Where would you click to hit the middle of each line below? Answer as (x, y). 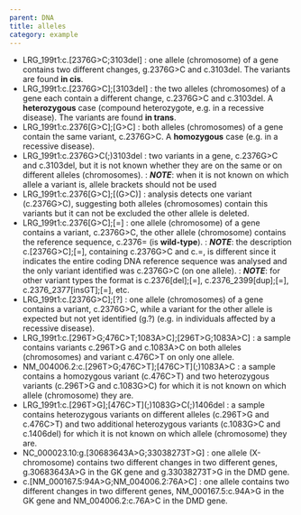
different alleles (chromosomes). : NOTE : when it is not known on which (155, 175)
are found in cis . (53, 79)
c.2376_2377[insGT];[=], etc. (76, 290)
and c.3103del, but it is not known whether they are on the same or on (152, 166)
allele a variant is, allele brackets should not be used (119, 185)
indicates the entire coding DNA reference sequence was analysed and (155, 262)
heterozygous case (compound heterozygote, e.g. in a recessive (143, 108)
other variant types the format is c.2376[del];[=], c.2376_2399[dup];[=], (155, 280)
